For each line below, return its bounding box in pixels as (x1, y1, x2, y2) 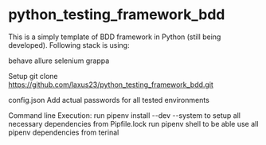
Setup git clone (8, 71, 58, 80)
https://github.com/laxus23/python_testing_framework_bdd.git (8, 80, 213, 89)
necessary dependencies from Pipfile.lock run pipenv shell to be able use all (8, 119, 259, 128)
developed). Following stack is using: (8, 40, 130, 49)
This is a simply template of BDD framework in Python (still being (8, 32, 221, 41)
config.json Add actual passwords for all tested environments (8, 95, 209, 104)
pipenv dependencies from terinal (8, 127, 119, 137)
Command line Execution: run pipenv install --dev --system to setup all (8, 110, 241, 120)
